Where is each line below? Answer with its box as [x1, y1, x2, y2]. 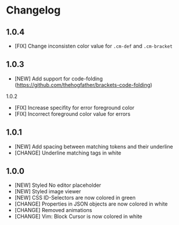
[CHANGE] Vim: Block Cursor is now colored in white [14, 213, 143, 220]
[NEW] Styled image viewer [14, 188, 81, 195]
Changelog [6, 4, 61, 17]
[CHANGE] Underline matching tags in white [14, 149, 122, 156]
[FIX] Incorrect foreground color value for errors [14, 110, 130, 117]
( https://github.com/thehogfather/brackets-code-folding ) [14, 81, 153, 88]
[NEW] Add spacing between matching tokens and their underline [14, 143, 174, 150]
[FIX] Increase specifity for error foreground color [14, 104, 135, 111]
